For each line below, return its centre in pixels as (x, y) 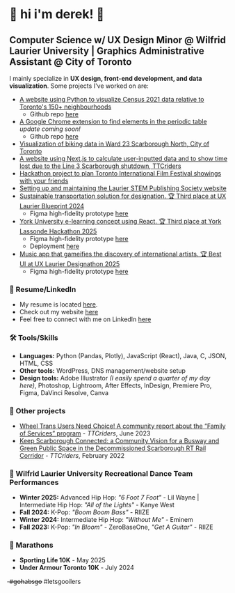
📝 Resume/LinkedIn (43, 289)
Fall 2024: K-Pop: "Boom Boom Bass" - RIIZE (84, 512)
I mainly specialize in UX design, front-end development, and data (106, 78)
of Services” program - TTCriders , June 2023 (85, 433)
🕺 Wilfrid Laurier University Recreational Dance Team (101, 473)
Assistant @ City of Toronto (71, 62)
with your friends (44, 181)
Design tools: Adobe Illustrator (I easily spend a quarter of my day (115, 378)
